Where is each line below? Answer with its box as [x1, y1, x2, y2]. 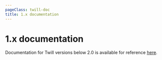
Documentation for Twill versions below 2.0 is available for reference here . [5, 50, 158, 56]
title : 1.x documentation [5, 12, 59, 17]
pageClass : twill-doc [5, 7, 50, 12]
